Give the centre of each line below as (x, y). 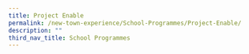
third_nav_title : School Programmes (69, 38)
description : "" (35, 30)
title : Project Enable (46, 15)
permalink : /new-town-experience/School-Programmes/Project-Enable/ (125, 23)
